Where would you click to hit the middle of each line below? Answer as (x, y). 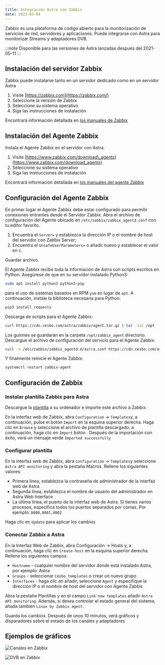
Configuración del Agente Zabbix (57, 198)
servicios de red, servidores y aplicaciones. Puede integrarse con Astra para (83, 33)
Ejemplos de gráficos (38, 636)
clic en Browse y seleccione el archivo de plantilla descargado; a (69, 427)
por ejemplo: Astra (31, 570)
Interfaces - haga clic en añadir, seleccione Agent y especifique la (79, 581)
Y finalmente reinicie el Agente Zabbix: (44, 358)
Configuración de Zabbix (44, 383)
